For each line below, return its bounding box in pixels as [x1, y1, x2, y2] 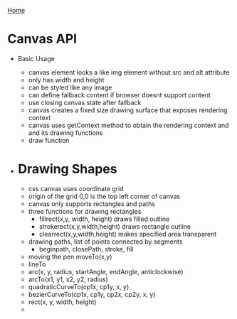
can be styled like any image [28, 83, 112, 92]
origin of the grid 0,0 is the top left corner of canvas [28, 192, 181, 200]
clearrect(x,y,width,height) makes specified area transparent [38, 229, 217, 238]
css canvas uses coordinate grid [28, 184, 124, 193]
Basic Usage [17, 54, 55, 63]
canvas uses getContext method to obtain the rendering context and [28, 121, 229, 129]
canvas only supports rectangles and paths [28, 199, 155, 208]
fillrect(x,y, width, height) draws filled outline [38, 215, 170, 223]
